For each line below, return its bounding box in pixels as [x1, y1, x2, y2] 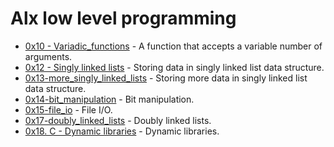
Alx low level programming [10, 7, 237, 30]
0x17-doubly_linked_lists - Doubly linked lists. [24, 114, 212, 126]
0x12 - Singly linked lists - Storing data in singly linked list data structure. [24, 61, 325, 73]
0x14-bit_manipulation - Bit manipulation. [24, 93, 195, 105]
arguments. [24, 50, 73, 62]
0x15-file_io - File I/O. [24, 103, 113, 116]
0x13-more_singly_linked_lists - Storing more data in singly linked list [24, 72, 308, 84]
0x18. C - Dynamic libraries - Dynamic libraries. [24, 125, 220, 137]
